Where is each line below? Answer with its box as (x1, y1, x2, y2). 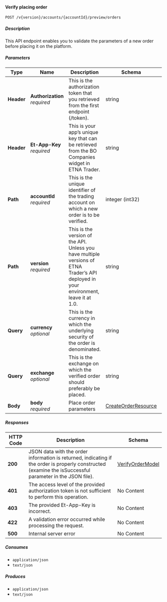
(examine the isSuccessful (28, 467, 90, 474)
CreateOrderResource (105, 402, 157, 409)
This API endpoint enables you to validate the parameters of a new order (5, 38, 154, 44)
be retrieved (68, 141, 97, 148)
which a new (68, 205, 98, 212)
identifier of (68, 187, 96, 194)
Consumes (5, 544, 28, 550)
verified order (68, 373, 100, 380)
